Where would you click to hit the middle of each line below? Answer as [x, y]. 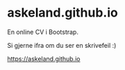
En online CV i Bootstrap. [43, 32]
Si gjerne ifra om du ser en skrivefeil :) [62, 45]
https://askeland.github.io [44, 59]
